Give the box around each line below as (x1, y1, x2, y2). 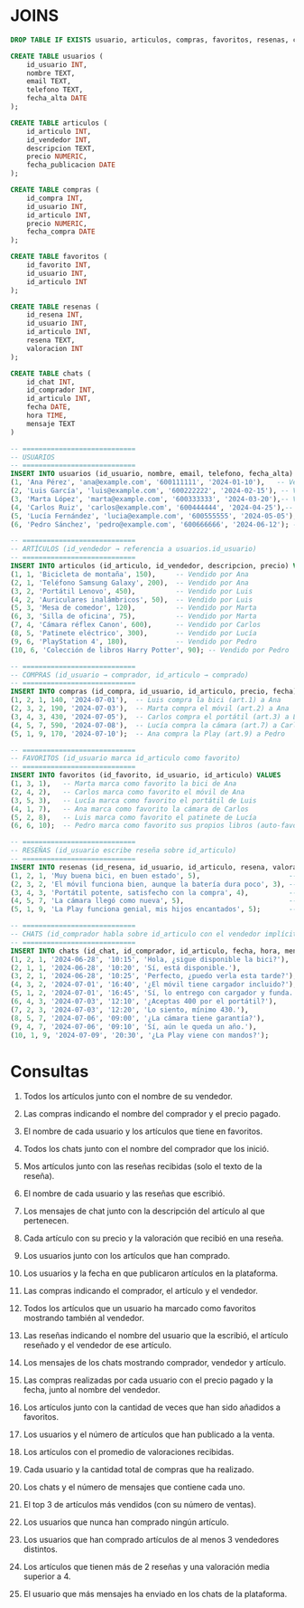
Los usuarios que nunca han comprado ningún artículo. (23, 1517, 229, 1527)
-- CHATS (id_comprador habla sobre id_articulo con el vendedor (10, 929, 261, 939)
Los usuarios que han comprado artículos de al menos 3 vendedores (23, 1535, 280, 1546)
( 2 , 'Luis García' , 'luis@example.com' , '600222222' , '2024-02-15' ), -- (10, 486, 290, 496)
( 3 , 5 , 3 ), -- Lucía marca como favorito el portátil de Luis (10, 795, 257, 805)
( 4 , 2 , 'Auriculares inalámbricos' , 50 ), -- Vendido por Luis (10, 595, 253, 604)
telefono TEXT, (26, 85, 84, 95)
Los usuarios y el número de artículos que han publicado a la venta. (23, 1429, 275, 1440)
